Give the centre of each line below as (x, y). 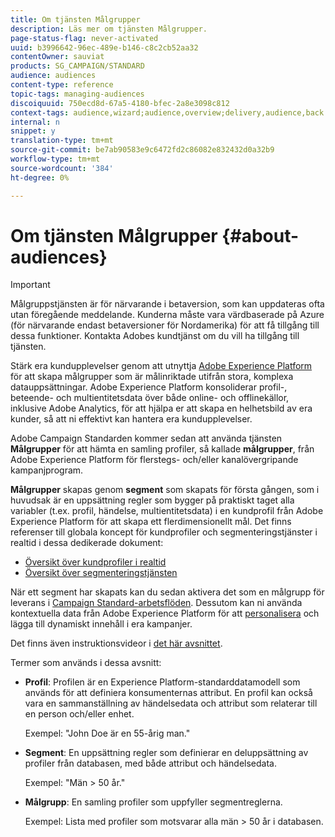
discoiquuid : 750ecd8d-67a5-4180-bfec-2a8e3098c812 (120, 103)
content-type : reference (62, 85)
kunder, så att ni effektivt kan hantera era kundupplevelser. (131, 419)
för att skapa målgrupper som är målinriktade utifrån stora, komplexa (152, 377)
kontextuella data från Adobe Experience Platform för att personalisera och (165, 613)
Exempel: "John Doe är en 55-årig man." (107, 733)
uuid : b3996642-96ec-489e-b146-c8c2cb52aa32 (104, 47)
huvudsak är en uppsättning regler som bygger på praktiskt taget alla (152, 500)
